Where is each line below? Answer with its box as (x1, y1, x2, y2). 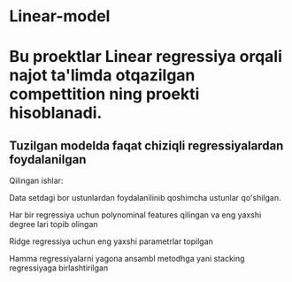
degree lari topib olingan (9, 219, 99, 230)
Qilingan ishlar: (9, 175, 64, 187)
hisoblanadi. (9, 103, 103, 123)
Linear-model (9, 6, 111, 27)
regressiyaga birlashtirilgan (9, 263, 109, 273)
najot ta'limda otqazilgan (9, 65, 196, 86)
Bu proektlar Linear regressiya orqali (9, 47, 283, 67)
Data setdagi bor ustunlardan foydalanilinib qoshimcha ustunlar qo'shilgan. (9, 193, 281, 203)
